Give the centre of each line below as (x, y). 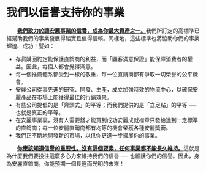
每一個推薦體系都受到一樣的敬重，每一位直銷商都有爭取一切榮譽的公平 (104, 74)
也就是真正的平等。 (40, 112)
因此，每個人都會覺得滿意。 (61, 66)
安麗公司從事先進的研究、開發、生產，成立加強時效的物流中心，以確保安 (106, 89)
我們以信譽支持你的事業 (66, 13)
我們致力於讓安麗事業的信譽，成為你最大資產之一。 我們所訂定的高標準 (106, 31)
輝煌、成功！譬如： (31, 46)
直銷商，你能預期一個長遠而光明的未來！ (73, 163)
